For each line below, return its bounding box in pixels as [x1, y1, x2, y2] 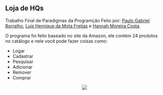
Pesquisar [12, 58, 34, 65]
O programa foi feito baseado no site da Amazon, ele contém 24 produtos [5, 32, 158, 38]
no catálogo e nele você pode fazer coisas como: [5, 38, 108, 44]
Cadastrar [12, 53, 34, 59]
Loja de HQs [5, 4, 44, 13]
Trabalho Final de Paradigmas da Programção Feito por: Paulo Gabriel [5, 17, 150, 23]
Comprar [12, 74, 31, 80]
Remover [12, 69, 32, 75]
